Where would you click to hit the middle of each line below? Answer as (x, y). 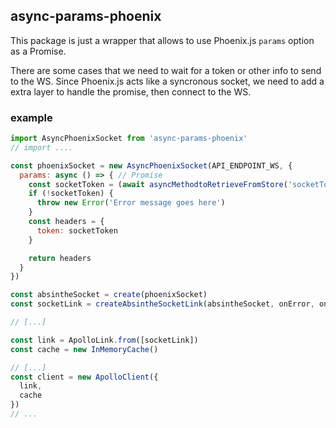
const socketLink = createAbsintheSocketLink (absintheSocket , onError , (162, 304)
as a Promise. (38, 51)
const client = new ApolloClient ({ (84, 377)
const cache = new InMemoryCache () (84, 349)
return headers (60, 258)
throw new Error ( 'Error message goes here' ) (131, 203)
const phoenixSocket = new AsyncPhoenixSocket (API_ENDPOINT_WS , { (151, 165)
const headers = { (66, 222)
